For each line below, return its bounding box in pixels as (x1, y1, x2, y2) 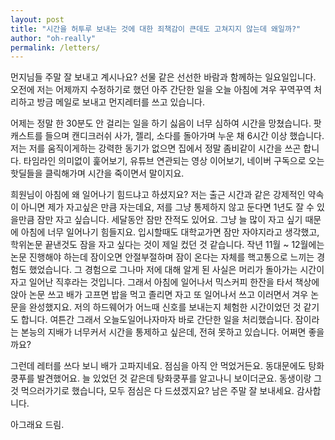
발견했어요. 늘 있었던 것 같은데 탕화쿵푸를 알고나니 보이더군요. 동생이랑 (36, 372, 312, 385)
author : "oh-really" (10, 33, 97, 43)
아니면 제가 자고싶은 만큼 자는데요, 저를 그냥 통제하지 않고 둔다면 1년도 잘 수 (20, 201, 315, 213)
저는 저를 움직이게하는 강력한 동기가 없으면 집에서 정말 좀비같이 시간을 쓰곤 (10, 142, 302, 155)
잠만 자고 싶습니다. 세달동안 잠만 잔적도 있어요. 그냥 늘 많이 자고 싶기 (36, 214, 303, 226)
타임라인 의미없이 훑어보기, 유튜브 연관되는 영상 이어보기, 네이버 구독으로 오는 (23, 155, 325, 167)
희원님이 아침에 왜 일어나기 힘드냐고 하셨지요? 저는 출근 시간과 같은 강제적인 (10, 189, 306, 201)
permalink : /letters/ (10, 42, 101, 53)
